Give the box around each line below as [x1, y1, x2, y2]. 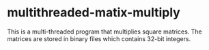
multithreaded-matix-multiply [7, 5, 181, 21]
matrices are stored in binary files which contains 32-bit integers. [7, 34, 191, 42]
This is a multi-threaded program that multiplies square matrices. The [7, 27, 203, 36]
